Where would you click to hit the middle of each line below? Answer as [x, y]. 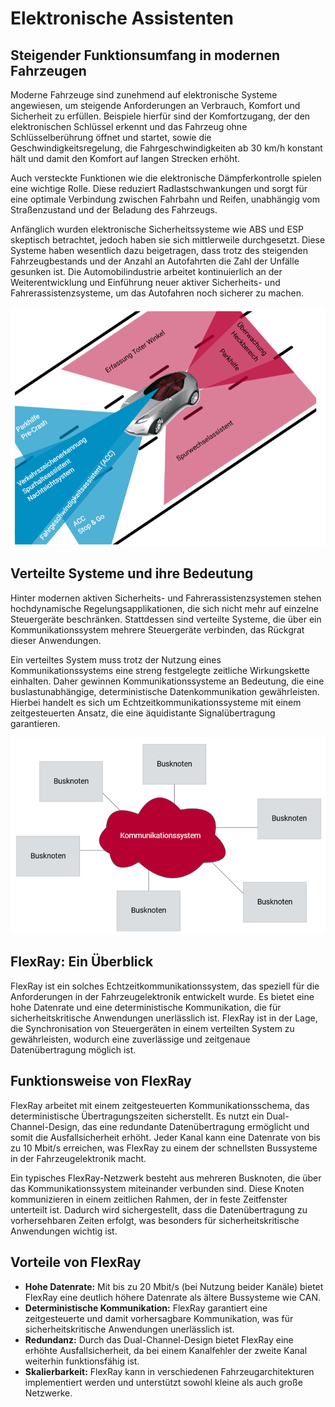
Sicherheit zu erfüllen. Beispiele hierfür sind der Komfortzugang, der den [160, 116]
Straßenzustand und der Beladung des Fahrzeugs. [114, 210]
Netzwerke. [48, 1393]
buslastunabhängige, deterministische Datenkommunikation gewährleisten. [165, 691]
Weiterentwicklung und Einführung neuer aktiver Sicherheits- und [145, 282]
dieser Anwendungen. [56, 640]
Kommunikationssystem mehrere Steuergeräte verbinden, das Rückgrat [157, 629]
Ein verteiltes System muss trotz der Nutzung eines [116, 659]
